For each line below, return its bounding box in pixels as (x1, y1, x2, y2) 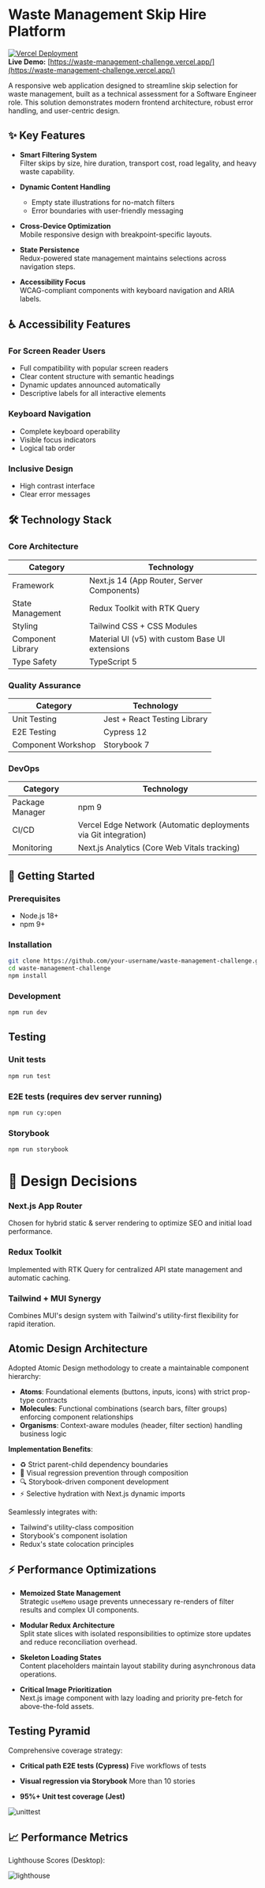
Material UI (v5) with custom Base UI (89, 633, 226, 644)
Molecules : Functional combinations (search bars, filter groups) (19, 1404, 227, 1413)
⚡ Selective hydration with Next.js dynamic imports (19, 1488, 185, 1498)
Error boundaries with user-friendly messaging (31, 206, 184, 215)
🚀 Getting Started (8, 869, 95, 883)
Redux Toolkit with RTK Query (89, 602, 200, 614)
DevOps (8, 762, 40, 773)
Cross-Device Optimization (19, 221, 112, 230)
